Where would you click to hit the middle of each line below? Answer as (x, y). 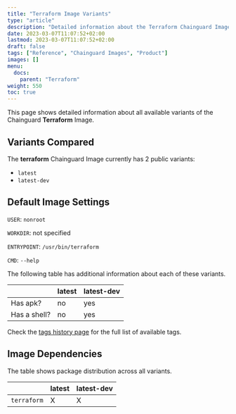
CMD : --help (24, 260)
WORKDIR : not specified (39, 232)
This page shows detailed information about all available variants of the (110, 113)
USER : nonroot (26, 219)
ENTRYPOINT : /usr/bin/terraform (53, 246)
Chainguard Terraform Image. (51, 120)
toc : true (22, 92)
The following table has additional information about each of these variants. (117, 274)
